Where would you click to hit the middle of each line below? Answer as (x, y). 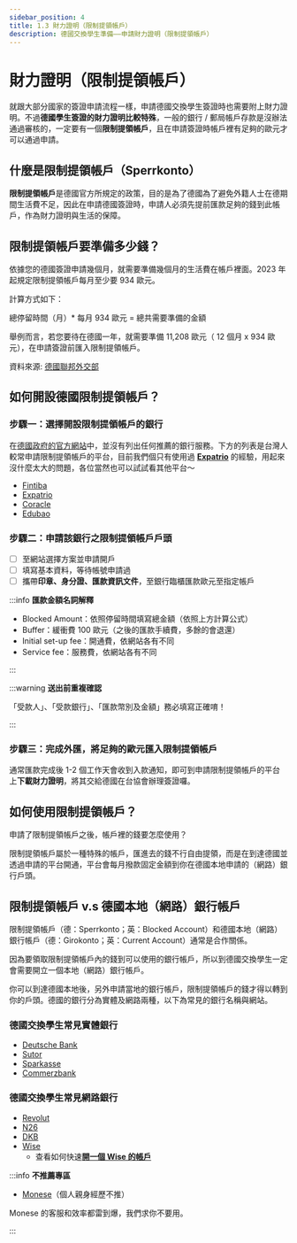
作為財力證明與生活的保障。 (75, 216)
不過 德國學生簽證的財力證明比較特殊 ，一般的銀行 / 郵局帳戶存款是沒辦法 (156, 118)
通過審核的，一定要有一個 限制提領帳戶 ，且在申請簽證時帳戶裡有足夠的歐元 (145, 128)
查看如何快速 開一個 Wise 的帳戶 (93, 1156)
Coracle (36, 504)
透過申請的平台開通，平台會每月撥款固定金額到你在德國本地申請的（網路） (145, 865)
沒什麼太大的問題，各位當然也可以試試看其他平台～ (102, 467)
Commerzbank (49, 1073)
